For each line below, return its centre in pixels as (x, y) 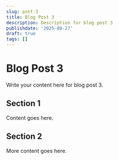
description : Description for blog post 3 (59, 23)
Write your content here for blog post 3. (55, 85)
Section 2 (24, 137)
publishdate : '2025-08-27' (40, 28)
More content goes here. (37, 151)
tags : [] (17, 39)
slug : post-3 (22, 12)
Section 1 (23, 103)
